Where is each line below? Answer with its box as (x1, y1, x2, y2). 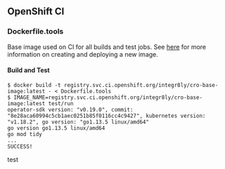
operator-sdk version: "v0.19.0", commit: (7, 106, 134, 113)
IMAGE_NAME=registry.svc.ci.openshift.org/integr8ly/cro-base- (13, 94, 202, 101)
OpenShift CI (7, 6, 65, 18)
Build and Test (7, 66, 51, 74)
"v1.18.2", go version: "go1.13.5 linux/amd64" (7, 119, 150, 126)
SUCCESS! (7, 143, 33, 150)
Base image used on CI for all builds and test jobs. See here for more (7, 42, 206, 51)
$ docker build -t (7, 81, 61, 88)
